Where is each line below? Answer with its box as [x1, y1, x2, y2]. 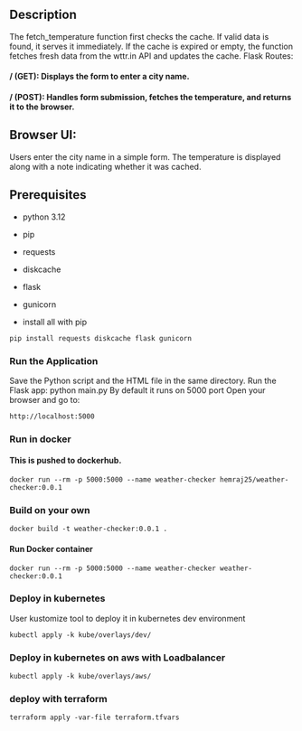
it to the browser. [9, 101, 75, 112]
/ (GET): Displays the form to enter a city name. [9, 71, 190, 82]
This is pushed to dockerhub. [9, 455, 122, 466]
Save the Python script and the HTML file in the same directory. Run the [9, 375, 278, 386]
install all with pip [22, 316, 88, 327]
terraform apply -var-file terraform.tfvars [9, 713, 180, 722]
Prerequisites [9, 187, 87, 202]
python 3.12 [22, 211, 66, 222]
